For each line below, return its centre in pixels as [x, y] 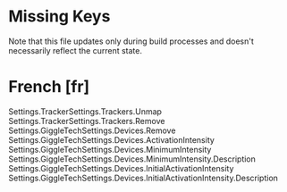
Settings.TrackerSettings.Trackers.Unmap [85, 111]
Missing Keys [59, 17]
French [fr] [49, 87]
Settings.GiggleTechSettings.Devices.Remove [92, 130]
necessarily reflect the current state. [75, 50]
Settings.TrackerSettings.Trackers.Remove [87, 121]
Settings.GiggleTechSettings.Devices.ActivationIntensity [112, 139]
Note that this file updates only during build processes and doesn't [131, 41]
